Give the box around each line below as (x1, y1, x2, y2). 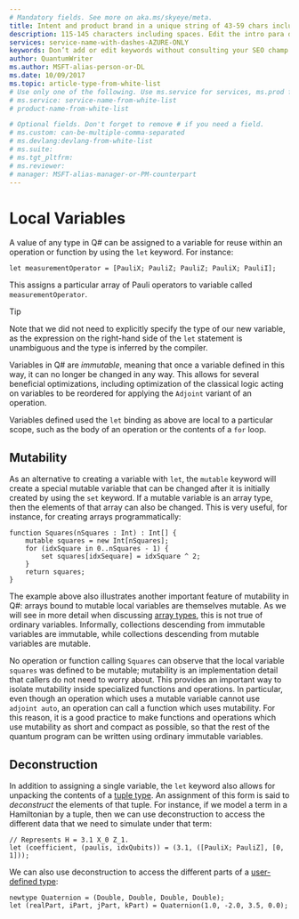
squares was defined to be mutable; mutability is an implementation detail (9, 665, 279, 676)
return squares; (25, 568, 86, 576)
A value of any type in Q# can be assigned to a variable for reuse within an (9, 238, 283, 248)
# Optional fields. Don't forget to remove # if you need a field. (9, 120, 265, 129)
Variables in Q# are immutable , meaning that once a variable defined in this (9, 359, 285, 370)
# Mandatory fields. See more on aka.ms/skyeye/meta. (9, 12, 214, 22)
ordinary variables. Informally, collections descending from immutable (9, 619, 265, 630)
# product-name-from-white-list (9, 104, 129, 113)
